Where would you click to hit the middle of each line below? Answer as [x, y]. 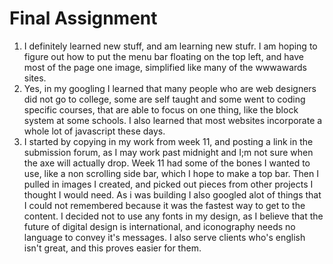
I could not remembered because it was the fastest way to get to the [164, 205]
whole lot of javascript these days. [94, 131]
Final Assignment [83, 18]
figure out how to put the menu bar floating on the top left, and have [163, 56]
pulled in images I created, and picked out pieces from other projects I [168, 184]
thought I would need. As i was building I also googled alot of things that [172, 194]
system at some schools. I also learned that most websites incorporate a [173, 120]
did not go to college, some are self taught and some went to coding [164, 99]
